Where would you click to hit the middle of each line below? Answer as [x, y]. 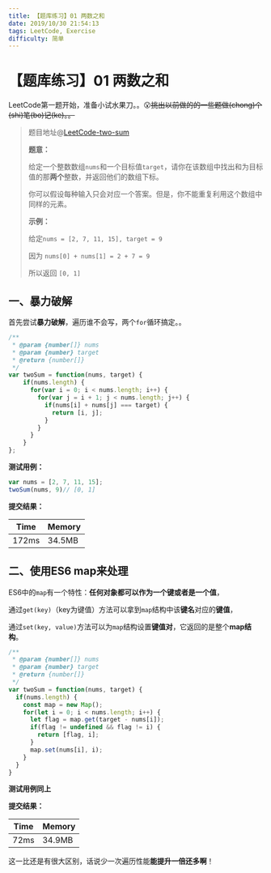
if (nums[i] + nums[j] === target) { [106, 405]
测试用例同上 [30, 789]
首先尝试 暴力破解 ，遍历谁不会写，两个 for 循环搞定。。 [97, 322]
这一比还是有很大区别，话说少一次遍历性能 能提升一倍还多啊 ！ [111, 861]
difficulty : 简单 [36, 38]
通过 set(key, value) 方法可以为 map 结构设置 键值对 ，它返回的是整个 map [127, 626]
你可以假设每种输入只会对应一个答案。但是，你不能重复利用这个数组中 [145, 194]
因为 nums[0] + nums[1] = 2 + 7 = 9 [89, 256]
